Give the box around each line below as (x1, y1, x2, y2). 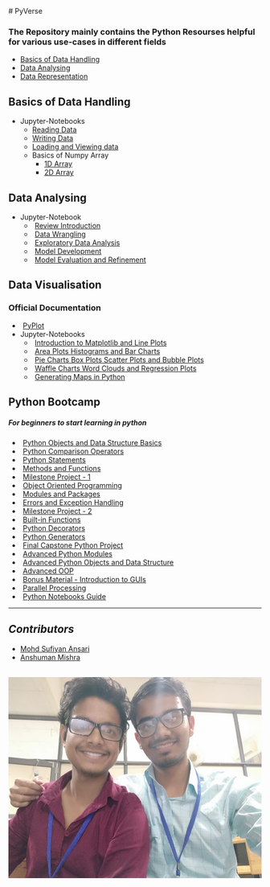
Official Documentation (8, 302, 102, 314)
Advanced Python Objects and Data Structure (22, 557, 174, 567)
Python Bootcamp (8, 396, 100, 409)
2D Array (43, 167, 74, 178)
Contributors (8, 622, 75, 636)
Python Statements (22, 454, 86, 464)
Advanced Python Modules (22, 548, 113, 558)
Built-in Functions (22, 515, 81, 524)
